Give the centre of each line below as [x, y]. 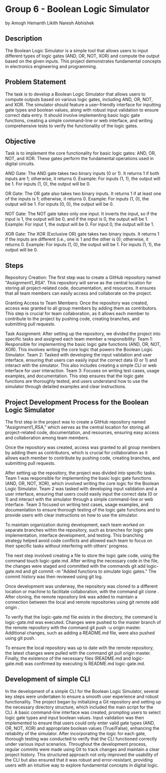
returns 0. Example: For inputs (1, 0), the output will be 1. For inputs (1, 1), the [83, 245]
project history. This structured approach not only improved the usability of [82, 755]
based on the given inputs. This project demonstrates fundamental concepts [83, 61]
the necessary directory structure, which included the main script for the [79, 707]
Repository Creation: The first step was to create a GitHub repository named [83, 277]
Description [24, 39]
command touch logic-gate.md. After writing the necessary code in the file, [82, 561]
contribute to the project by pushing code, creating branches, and [72, 319]
